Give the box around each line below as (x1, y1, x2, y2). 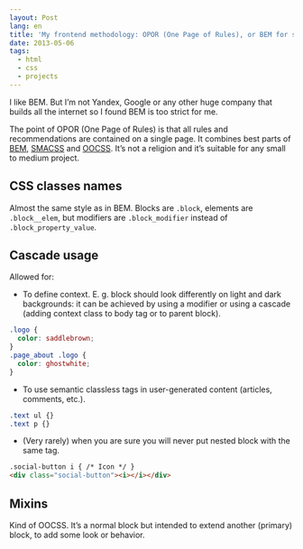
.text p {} (9, 419, 50, 428)
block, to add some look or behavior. (9, 529, 146, 540)
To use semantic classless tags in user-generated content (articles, (22, 384, 272, 395)
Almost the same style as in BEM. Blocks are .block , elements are (9, 202, 253, 213)
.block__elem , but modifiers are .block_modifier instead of (9, 212, 228, 223)
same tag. (22, 445, 60, 456)
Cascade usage (9, 247, 99, 262)
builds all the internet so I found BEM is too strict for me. (9, 105, 218, 117)
